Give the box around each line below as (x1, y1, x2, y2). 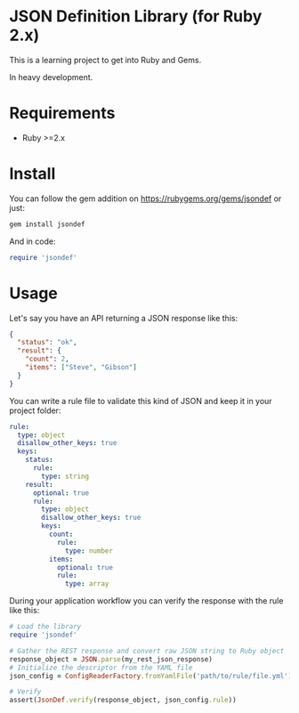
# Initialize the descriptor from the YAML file (9, 663, 193, 672)
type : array (65, 579, 109, 588)
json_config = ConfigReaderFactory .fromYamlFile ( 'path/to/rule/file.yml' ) (9, 671, 293, 680)
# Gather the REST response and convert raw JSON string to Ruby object (9, 646, 285, 655)
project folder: (9, 405, 61, 416)
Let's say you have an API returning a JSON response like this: (9, 312, 238, 323)
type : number (65, 546, 114, 555)
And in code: (9, 236, 56, 247)
